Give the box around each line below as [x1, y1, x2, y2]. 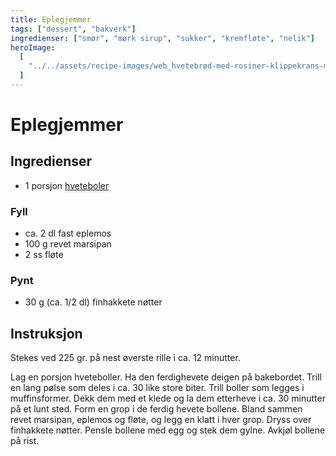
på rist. [10, 435, 40, 447]
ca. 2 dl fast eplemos [24, 227, 112, 240]
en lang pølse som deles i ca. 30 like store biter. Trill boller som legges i [10, 382, 305, 394]
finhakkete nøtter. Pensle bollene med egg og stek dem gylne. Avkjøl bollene [10, 424, 326, 436]
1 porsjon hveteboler [24, 179, 110, 191]
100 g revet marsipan [24, 238, 112, 250]
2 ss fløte [24, 249, 64, 261]
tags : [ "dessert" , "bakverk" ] [10, 24, 137, 34]
